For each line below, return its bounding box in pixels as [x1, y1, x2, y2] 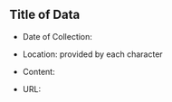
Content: [22, 66, 56, 77]
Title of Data [9, 7, 81, 23]
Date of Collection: [22, 31, 93, 42]
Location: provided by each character [22, 49, 163, 60]
